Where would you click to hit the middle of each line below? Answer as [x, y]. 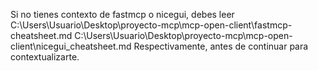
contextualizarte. [45, 57]
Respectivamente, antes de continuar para [221, 46]
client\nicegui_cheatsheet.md [71, 46]
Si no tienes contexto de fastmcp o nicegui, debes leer [122, 14]
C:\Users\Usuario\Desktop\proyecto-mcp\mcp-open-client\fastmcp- [151, 25]
